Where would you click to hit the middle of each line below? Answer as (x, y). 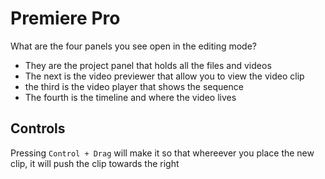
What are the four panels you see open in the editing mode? (133, 46)
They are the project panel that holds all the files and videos (148, 65)
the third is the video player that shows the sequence (134, 86)
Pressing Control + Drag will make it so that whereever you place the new (162, 153)
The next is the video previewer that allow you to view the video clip (164, 76)
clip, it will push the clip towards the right (95, 163)
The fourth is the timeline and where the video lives (130, 97)
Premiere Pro (65, 18)
